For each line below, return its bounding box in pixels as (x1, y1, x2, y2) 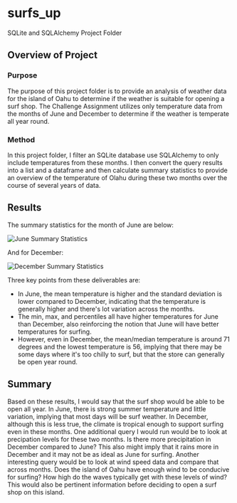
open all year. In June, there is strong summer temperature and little (7, 404, 206, 413)
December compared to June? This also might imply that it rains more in (7, 443, 219, 451)
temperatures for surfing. (17, 327, 92, 336)
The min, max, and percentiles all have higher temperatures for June (17, 312, 218, 321)
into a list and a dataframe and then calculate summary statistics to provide (7, 166, 228, 174)
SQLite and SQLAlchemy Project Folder (7, 28, 122, 37)
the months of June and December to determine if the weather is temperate (7, 109, 230, 118)
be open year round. (17, 357, 78, 366)
